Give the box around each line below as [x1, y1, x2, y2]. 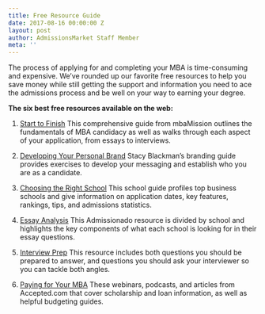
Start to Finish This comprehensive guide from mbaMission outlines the [19, 119, 252, 128]
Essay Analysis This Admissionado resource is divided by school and [19, 216, 245, 225]
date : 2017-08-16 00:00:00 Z [8, 19, 104, 27]
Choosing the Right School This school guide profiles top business [19, 183, 237, 193]
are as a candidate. [19, 168, 83, 178]
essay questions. [19, 232, 75, 242]
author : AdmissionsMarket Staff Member [8, 33, 140, 42]
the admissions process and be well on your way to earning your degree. [8, 88, 246, 98]
